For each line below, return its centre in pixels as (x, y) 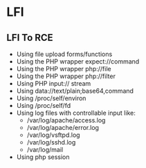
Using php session (43, 157)
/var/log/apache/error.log (63, 128)
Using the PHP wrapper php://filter (66, 76)
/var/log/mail (45, 150)
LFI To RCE (30, 38)
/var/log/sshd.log (51, 142)
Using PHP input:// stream (54, 83)
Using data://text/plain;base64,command (75, 91)
